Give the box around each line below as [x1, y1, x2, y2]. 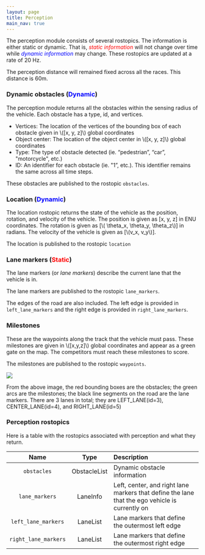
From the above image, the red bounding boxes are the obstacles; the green [6, 383, 198, 391]
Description [113, 453, 148, 461]
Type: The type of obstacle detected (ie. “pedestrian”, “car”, [15, 148, 166, 156]
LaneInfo [77, 492, 103, 501]
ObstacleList [71, 467, 108, 476]
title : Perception [6, 15, 53, 21]
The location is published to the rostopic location [6, 240, 131, 248]
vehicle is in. [6, 276, 38, 283]
